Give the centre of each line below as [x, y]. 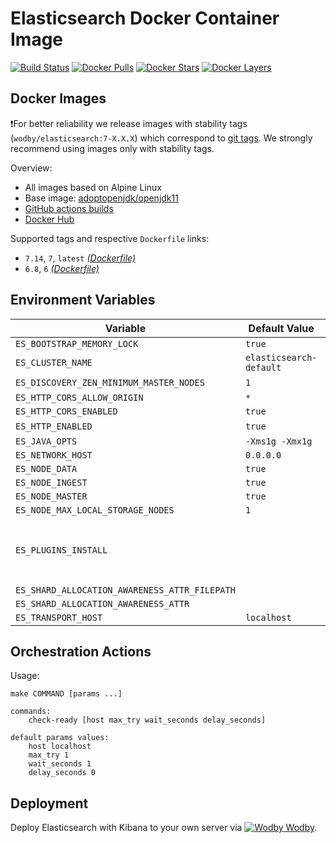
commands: [31, 712]
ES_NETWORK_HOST [54, 455]
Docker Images [58, 98]
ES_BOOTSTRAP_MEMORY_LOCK [77, 343]
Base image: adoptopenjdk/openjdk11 [101, 198]
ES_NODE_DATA [46, 468]
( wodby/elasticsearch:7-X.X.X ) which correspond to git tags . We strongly [161, 138]
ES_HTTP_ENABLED [54, 426]
